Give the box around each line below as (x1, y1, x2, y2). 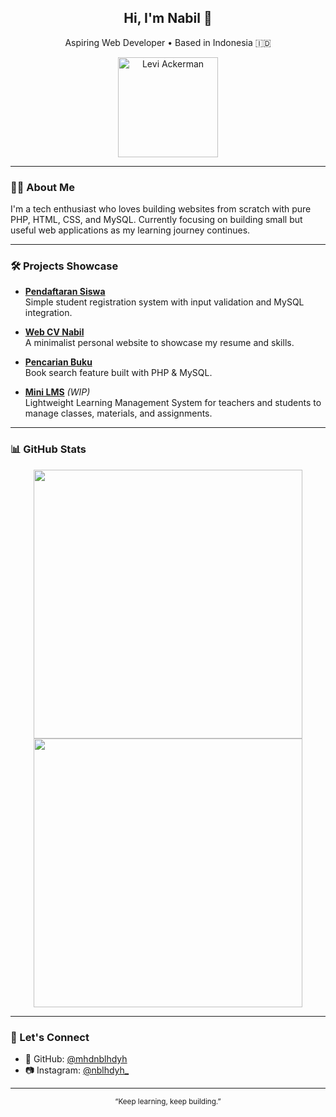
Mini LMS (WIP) (24, 386, 91, 398)
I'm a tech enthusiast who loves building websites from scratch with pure (10, 203, 312, 215)
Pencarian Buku (24, 356, 93, 368)
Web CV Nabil (24, 326, 85, 338)
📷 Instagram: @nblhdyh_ (24, 1064, 130, 1076)
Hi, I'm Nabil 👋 (123, 10, 213, 27)
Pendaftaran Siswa (24, 286, 106, 298)
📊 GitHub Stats (10, 442, 87, 456)
